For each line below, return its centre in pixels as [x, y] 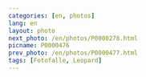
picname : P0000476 [39, 46]
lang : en [23, 23]
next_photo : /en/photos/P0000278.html [73, 38]
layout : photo [32, 30]
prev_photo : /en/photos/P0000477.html [73, 53]
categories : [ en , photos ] [51, 16]
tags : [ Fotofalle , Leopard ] [55, 61]
